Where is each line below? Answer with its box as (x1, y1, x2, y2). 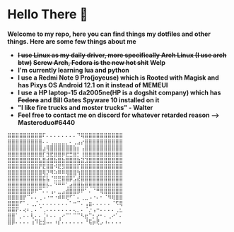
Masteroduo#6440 (17, 118, 76, 126)
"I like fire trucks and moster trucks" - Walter (17, 103, 153, 111)
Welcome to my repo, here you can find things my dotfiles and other (7, 30, 211, 38)
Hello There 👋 (7, 6, 88, 23)
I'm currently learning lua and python (17, 66, 129, 74)
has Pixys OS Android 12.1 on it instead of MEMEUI (17, 80, 168, 89)
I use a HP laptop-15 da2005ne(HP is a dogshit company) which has (17, 88, 221, 97)
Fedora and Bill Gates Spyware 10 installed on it (17, 95, 160, 104)
